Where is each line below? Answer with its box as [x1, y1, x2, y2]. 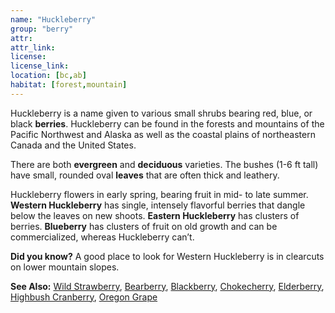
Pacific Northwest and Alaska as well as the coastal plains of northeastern [10, 128, 316, 140]
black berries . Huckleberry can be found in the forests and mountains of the [10, 117, 325, 130]
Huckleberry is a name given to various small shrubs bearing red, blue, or [10, 107, 313, 119]
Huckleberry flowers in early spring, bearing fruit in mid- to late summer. [10, 188, 309, 200]
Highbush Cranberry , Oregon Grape [10, 291, 158, 303]
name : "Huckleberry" [10, 14, 97, 25]
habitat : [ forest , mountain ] [10, 80, 128, 90]
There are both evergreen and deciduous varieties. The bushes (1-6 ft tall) [10, 158, 319, 170]
